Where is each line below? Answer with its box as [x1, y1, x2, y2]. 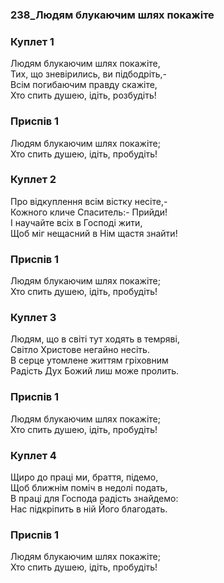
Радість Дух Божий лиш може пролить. [10, 365, 180, 377]
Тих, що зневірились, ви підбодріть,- [10, 68, 168, 80]
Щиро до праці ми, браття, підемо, [10, 471, 159, 483]
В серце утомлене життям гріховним [10, 354, 169, 367]
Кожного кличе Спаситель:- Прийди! [10, 206, 168, 218]
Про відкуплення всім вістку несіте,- [10, 195, 168, 207]
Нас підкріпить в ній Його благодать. [10, 503, 168, 515]
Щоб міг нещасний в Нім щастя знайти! [10, 227, 178, 239]
